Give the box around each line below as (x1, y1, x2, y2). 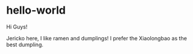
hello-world (6, 4, 66, 17)
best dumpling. (6, 41, 43, 48)
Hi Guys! (6, 23, 28, 30)
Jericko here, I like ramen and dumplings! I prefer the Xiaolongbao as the (6, 34, 187, 42)
